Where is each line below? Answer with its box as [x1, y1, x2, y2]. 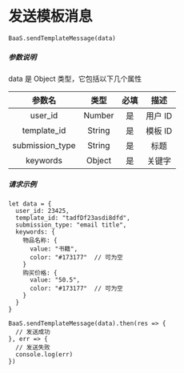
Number [83, 110, 114, 121]
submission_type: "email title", [15, 221, 127, 229]
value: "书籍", [29, 245, 78, 253]
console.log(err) [15, 350, 74, 359]
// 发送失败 [15, 343, 50, 351]
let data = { [8, 199, 52, 208]
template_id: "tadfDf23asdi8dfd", [15, 214, 130, 222]
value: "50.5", [29, 275, 81, 284]
